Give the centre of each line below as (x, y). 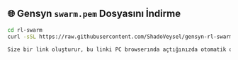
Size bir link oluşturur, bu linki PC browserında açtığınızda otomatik (117, 49)
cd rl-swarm (25, 30)
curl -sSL (22, 37)
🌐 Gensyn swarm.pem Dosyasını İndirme (94, 14)
